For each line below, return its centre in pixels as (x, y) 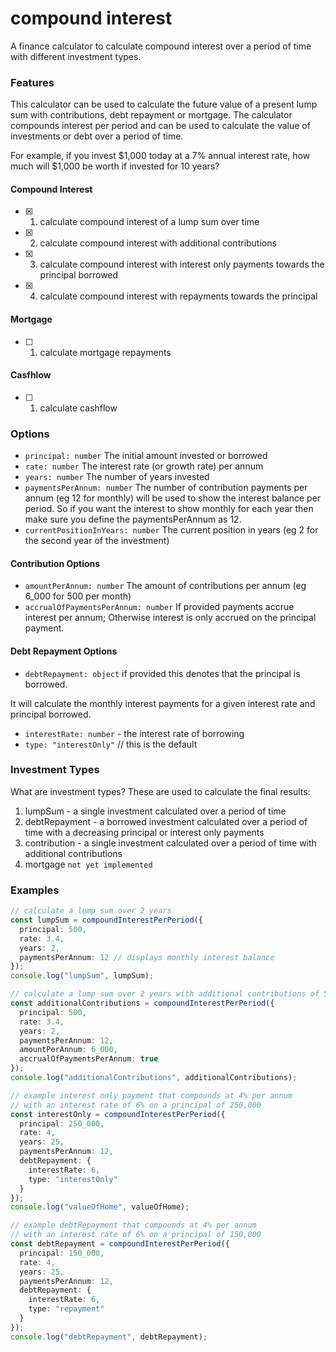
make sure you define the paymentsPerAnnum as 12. (133, 519)
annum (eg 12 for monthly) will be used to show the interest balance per (173, 498)
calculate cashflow (78, 408)
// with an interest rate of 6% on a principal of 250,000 (136, 1105)
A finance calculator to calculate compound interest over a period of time (161, 46)
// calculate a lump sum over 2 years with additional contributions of (165, 994)
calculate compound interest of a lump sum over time (149, 222)
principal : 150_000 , (62, 1253)
